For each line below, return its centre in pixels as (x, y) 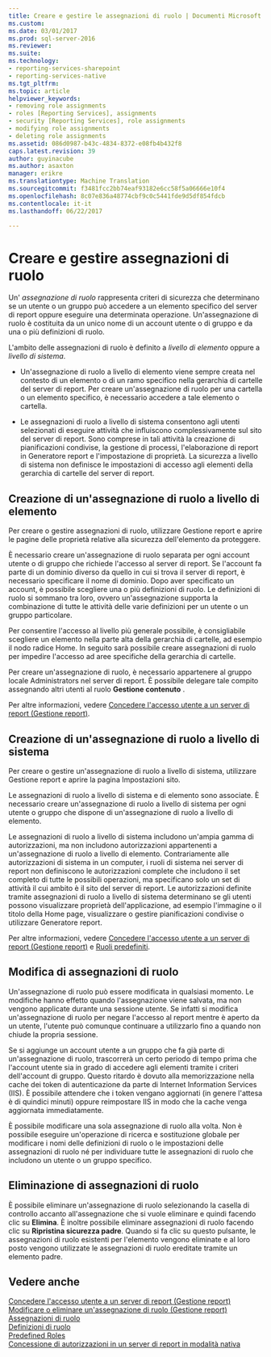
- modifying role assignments (59, 128)
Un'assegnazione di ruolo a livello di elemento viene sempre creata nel (138, 372)
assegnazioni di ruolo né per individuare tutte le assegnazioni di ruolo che (131, 1151)
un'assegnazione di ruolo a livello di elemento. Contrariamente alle (119, 854)
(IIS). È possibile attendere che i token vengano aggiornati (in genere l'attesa (135, 1093)
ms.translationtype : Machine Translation (79, 181)
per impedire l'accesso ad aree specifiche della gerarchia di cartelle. (122, 657)
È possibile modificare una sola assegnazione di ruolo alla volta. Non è (125, 1126)
